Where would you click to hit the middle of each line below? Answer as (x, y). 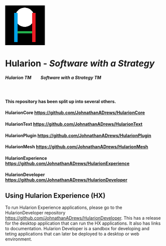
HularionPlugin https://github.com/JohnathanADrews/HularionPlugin (78, 135)
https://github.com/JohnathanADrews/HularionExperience (67, 163)
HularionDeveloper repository (35, 213)
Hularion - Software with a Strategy (80, 64)
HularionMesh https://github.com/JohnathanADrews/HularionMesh (77, 147)
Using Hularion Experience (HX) (55, 196)
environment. (19, 239)
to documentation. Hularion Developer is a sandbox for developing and (77, 229)
